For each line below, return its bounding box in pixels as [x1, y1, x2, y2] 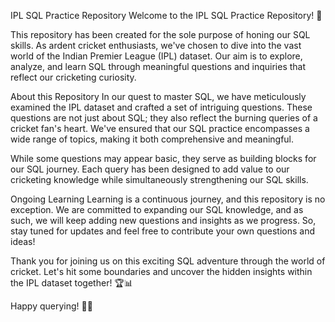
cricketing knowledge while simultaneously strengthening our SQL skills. [10, 174, 309, 185]
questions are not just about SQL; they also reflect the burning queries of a [10, 112, 318, 124]
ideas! [10, 236, 36, 247]
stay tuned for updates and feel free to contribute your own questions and [10, 225, 316, 237]
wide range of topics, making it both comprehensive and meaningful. [10, 133, 295, 145]
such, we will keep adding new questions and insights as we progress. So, [10, 215, 317, 226]
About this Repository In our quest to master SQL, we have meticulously [10, 91, 307, 102]
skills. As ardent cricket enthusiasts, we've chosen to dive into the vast [10, 40, 302, 51]
